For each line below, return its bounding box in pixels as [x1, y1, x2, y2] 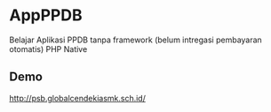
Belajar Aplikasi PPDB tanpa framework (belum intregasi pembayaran [9, 34, 262, 45]
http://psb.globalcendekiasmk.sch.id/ [9, 93, 147, 103]
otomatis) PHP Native [9, 43, 88, 54]
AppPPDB [9, 5, 83, 26]
